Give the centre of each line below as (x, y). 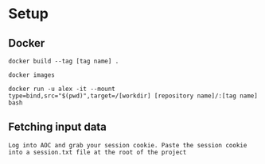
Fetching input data (58, 127)
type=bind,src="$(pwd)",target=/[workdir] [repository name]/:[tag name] (133, 96)
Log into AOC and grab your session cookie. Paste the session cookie (128, 145)
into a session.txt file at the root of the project (97, 152)
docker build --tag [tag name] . (64, 61)
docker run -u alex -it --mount (62, 89)
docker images (32, 75)
